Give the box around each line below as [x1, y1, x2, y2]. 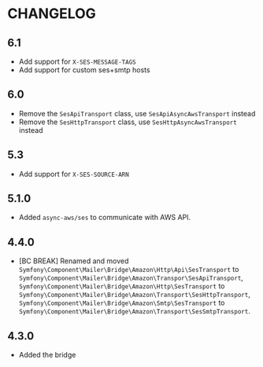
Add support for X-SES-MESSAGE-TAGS [18, 57, 136, 66]
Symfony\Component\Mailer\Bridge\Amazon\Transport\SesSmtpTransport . [18, 306, 251, 316]
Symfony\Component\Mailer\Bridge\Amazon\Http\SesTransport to [18, 281, 225, 291]
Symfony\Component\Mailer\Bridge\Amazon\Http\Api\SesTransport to [18, 265, 239, 274]
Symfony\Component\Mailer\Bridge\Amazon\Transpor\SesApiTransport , [18, 273, 243, 283]
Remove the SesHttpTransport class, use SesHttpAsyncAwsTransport [18, 117, 237, 127]
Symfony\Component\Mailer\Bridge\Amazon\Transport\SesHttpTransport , [18, 290, 251, 299]
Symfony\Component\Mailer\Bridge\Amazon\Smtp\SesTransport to [18, 298, 225, 307]
